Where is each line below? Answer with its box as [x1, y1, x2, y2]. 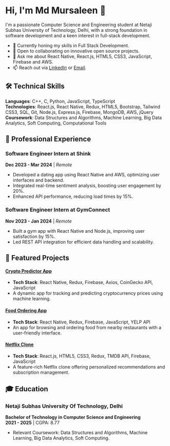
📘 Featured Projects [5, 254, 70, 262]
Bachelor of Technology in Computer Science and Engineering [5, 414, 141, 420]
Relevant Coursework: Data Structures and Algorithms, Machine [12, 430, 148, 436]
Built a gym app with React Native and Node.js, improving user [12, 228, 145, 234]
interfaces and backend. [12, 177, 65, 184]
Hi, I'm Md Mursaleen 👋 [5, 5, 106, 16]
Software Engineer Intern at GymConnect [5, 206, 110, 213]
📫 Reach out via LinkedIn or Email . [12, 64, 87, 71]
